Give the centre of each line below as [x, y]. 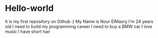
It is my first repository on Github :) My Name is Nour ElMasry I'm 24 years [79, 21]
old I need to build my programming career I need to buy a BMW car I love [79, 26]
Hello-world [29, 8]
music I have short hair [28, 31]
